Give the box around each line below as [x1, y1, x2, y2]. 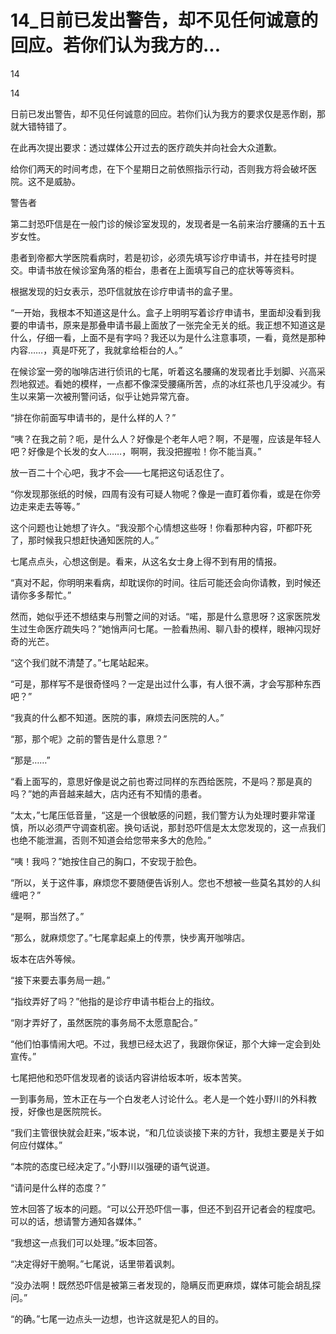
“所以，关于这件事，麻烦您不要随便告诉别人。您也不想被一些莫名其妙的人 [10, 876, 313, 888]
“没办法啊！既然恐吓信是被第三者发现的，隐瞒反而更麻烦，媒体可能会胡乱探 [10, 1279, 322, 1291]
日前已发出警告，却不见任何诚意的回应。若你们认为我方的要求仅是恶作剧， [10, 107, 317, 120]
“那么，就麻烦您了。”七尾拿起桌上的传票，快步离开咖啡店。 [10, 931, 251, 943]
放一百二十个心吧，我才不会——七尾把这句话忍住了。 [10, 466, 230, 478]
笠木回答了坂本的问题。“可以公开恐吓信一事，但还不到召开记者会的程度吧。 [10, 1202, 322, 1215]
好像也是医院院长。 [27, 1105, 107, 1117]
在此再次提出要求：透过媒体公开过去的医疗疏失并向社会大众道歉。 [10, 141, 282, 153]
